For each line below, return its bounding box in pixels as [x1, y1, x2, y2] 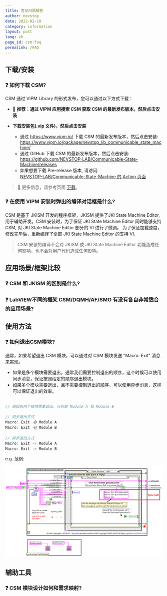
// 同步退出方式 [5, 414, 34, 420]
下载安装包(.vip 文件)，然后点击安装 [12, 123, 86, 129]
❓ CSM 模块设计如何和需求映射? [5, 584, 82, 591]
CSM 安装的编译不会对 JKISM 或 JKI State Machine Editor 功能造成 [17, 241, 155, 247]
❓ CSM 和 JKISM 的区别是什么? [5, 280, 80, 287]
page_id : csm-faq [5, 40, 41, 45]
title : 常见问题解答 [5, 8, 43, 13]
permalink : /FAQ [5, 45, 39, 50]
